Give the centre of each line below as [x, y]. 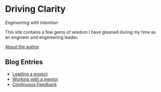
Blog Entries [24, 62]
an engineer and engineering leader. [42, 37]
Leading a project [30, 74]
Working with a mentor [35, 79]
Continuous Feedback [35, 84]
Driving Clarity [35, 9]
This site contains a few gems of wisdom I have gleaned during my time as [80, 32]
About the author [22, 46]
